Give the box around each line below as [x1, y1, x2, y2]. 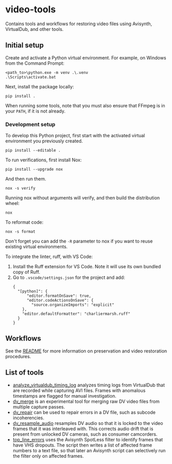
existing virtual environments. [5, 244, 68, 250]
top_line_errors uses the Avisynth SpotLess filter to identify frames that [12, 436, 163, 442]
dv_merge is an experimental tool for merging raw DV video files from [12, 398, 160, 404]
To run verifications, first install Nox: [5, 157, 82, 163]
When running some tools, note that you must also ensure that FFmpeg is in [5, 102, 165, 108]
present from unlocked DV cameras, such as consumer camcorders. [12, 431, 158, 437]
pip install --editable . [5, 148, 61, 153]
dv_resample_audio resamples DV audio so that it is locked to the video [12, 420, 163, 426]
